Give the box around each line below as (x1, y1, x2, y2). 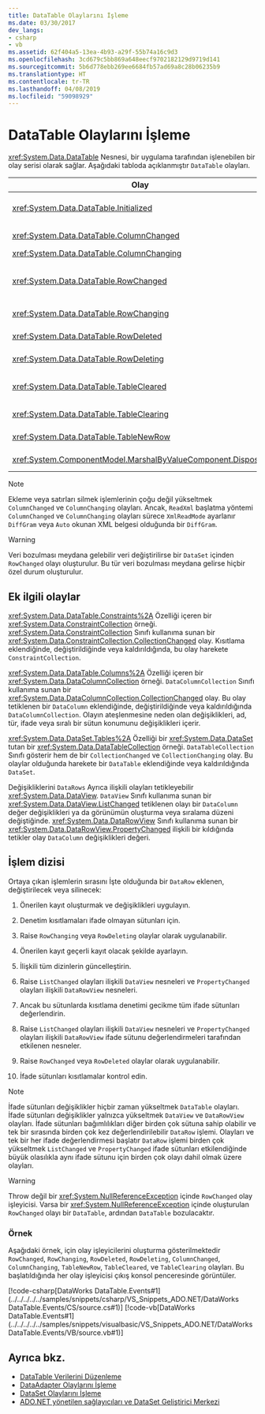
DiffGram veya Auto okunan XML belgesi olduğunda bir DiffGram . (8, 520, 218, 529)
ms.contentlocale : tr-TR (8, 77, 90, 85)
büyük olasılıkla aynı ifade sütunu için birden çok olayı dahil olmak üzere (8, 1152, 242, 1161)
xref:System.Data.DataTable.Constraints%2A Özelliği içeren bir (8, 611, 212, 620)
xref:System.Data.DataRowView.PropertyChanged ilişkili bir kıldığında (8, 825, 234, 833)
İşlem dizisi (8, 855, 65, 869)
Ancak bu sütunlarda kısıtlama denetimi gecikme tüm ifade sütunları (19, 1000, 241, 1010)
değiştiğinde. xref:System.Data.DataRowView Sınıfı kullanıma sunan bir (8, 816, 239, 825)
